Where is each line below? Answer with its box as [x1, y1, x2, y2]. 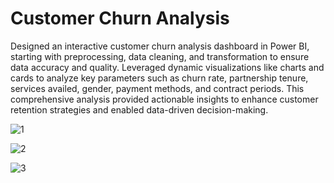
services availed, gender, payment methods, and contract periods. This [10, 82, 305, 94]
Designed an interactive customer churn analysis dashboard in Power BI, [10, 40, 310, 52]
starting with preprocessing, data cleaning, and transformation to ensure [10, 50, 310, 62]
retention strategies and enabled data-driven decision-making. [10, 103, 269, 116]
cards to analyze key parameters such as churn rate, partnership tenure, [10, 72, 309, 84]
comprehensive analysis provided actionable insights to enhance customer [10, 93, 319, 105]
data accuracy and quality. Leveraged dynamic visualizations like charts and [10, 61, 325, 73]
